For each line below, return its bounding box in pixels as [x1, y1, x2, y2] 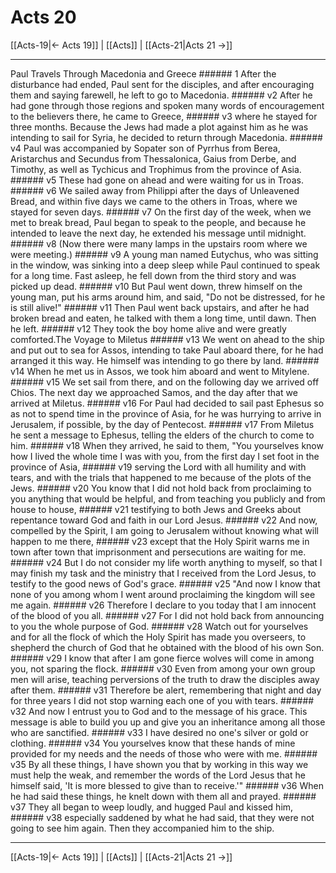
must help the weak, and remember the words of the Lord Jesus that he [10, 769, 306, 781]
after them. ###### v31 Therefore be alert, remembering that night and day [10, 684, 322, 696]
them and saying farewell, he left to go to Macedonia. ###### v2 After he [10, 89, 313, 101]
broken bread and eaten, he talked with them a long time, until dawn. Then [10, 312, 317, 324]
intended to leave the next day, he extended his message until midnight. [10, 227, 307, 239]
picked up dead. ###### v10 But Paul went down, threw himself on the [10, 280, 303, 292]
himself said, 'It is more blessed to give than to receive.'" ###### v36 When [10, 779, 324, 791]
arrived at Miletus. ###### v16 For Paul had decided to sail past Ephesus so [10, 397, 325, 409]
